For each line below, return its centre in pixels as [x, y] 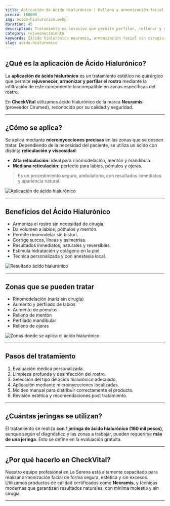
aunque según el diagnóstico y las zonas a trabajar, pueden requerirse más [84, 433]
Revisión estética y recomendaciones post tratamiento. [70, 395]
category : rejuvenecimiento [35, 33]
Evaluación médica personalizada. [48, 369]
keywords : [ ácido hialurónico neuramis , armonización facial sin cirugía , [86, 39]
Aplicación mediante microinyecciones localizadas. [66, 385]
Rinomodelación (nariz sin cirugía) [48, 299]
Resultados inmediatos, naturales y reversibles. [62, 245]
